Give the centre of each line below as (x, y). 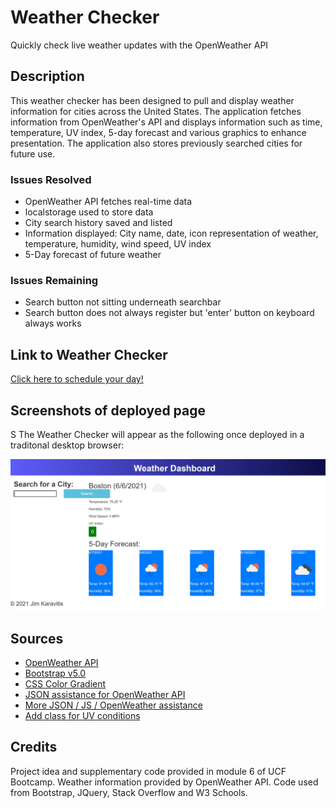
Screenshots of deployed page (108, 410)
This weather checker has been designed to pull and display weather (152, 100)
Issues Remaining (54, 280)
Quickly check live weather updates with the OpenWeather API (139, 45)
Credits (34, 747)
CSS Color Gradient (65, 683)
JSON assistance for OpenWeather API (105, 694)
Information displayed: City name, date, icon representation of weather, (171, 233)
